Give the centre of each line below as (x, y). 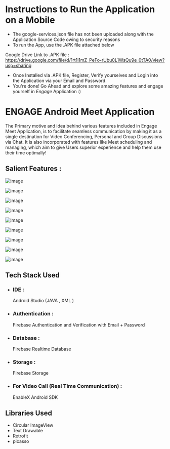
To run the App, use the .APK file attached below (63, 45)
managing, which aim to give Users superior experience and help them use (83, 147)
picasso (21, 441)
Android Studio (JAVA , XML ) (43, 301)
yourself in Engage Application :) (47, 91)
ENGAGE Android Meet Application (80, 112)
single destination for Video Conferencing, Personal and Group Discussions (84, 136)
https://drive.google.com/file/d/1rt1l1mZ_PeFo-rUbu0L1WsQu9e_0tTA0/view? (85, 60)
